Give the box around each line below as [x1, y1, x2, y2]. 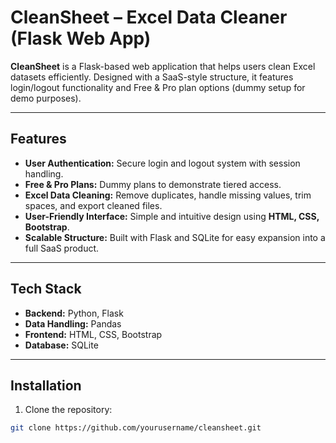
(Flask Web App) [10, 27, 152, 50]
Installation [10, 377, 82, 394]
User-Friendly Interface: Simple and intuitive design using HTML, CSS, [24, 210, 320, 222]
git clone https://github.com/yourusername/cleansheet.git [10, 423, 262, 433]
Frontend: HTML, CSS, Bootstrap [24, 328, 163, 340]
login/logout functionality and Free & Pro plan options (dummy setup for [10, 81, 306, 93]
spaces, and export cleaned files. [24, 199, 163, 211]
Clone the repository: [24, 404, 113, 416]
